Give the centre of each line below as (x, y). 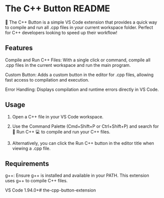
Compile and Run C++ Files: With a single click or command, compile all (78, 60)
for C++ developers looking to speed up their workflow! (61, 32)
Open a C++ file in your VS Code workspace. (58, 116)
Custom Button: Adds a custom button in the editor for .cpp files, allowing (79, 75)
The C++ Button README (58, 9)
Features (19, 48)
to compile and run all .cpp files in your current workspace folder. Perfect (79, 27)
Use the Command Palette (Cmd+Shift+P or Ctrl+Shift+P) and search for (85, 126)
